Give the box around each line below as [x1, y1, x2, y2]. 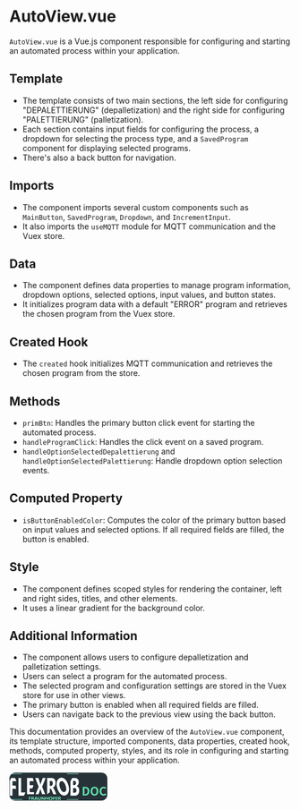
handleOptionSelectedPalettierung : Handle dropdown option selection [21, 456, 283, 466]
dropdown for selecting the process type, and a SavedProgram [21, 132, 249, 144]
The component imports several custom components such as [21, 201, 249, 212]
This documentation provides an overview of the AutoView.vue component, [9, 727, 285, 738]
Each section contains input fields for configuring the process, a [21, 124, 260, 134]
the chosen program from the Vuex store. [21, 309, 176, 320]
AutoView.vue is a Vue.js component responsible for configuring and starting [9, 36, 291, 47]
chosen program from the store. [21, 368, 141, 379]
